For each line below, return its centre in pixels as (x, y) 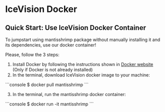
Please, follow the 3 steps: (32, 54)
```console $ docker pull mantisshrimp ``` (47, 84)
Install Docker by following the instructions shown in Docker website (83, 64)
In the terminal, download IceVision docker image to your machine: (81, 75)
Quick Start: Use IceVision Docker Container (76, 28)
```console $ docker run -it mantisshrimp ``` (49, 104)
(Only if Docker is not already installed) (52, 69)
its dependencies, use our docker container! (51, 45)
